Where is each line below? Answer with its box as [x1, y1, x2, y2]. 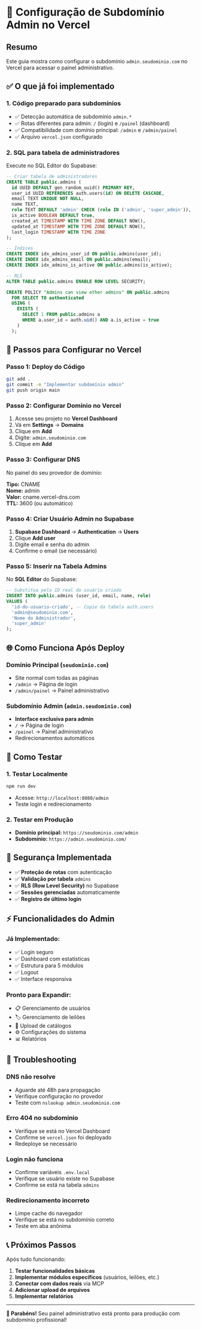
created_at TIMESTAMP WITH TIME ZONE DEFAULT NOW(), [11, 218, 146, 224]
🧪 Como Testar [6, 751, 63, 762]
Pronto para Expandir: [6, 991, 72, 999]
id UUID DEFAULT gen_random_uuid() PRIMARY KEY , [11, 185, 135, 191]
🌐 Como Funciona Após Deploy [6, 643, 125, 653]
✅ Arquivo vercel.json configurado [14, 133, 103, 140]
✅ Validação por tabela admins [14, 875, 92, 882]
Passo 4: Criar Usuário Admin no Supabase [6, 514, 135, 523]
